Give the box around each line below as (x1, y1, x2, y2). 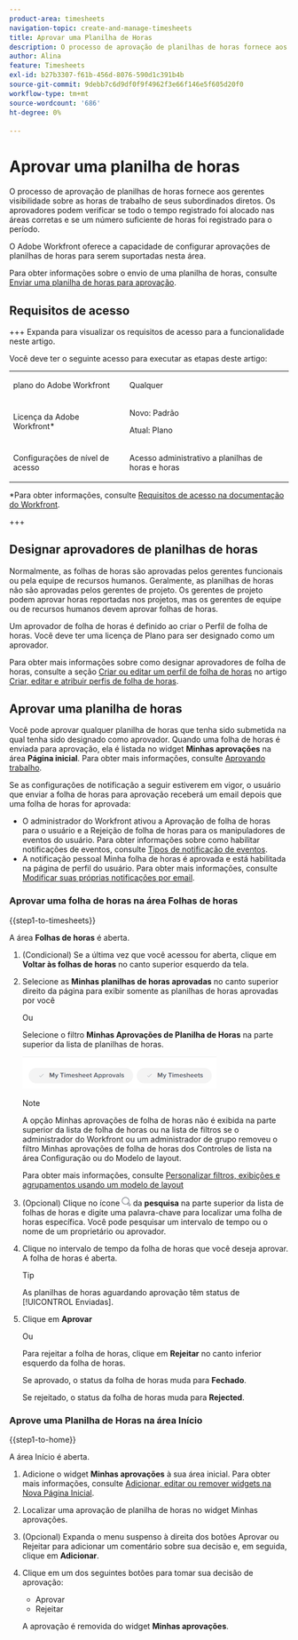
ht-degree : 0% (9, 107, 62, 117)
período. (9, 224, 40, 235)
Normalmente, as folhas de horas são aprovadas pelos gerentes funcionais (9, 565, 284, 577)
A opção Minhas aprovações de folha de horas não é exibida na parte (21, 1115, 277, 1126)
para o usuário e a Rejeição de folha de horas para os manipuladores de (21, 825, 286, 836)
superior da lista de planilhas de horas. (21, 1039, 164, 1049)
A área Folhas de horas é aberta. (9, 932, 130, 943)
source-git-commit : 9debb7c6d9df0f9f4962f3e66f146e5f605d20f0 (9, 80, 244, 89)
